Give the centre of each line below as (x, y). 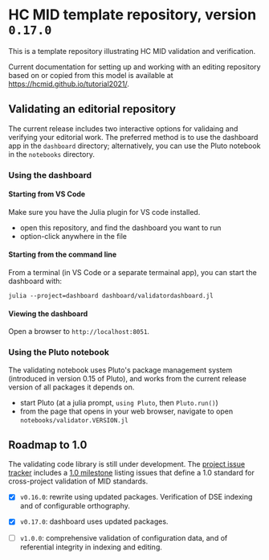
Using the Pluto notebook (59, 352)
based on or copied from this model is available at (91, 75)
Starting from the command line (63, 254)
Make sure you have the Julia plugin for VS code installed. (104, 212)
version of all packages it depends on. (71, 387)
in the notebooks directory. (51, 154)
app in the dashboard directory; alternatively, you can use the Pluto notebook (134, 146)
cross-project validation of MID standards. (78, 481)
